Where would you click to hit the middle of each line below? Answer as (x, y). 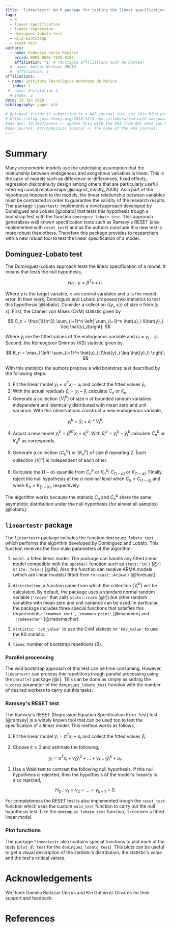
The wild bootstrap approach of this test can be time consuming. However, (83, 668)
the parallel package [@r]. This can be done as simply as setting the (78, 680)
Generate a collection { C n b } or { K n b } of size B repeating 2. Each (79, 453)
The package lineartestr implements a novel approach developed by (79, 206)
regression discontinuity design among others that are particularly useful (82, 184)
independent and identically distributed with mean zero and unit (79, 405)
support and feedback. (29, 898)
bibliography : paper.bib (32, 105)
